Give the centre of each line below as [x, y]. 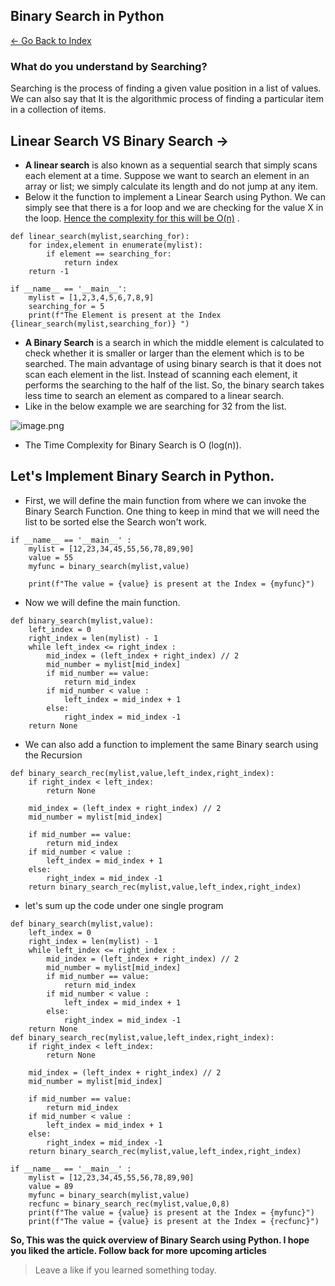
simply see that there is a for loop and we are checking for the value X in [174, 207]
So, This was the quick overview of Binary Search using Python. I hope [160, 1240]
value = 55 [51, 557]
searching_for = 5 [66, 306]
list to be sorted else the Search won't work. [116, 521]
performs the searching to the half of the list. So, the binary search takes [174, 385]
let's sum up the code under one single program [124, 905]
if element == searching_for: [109, 254]
